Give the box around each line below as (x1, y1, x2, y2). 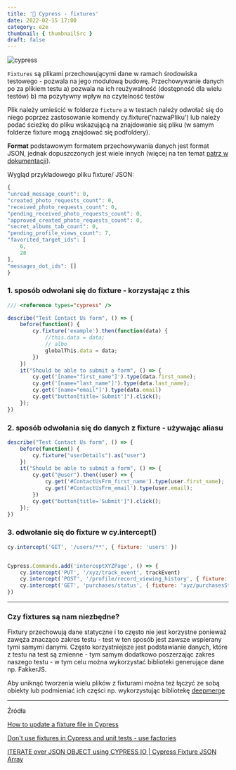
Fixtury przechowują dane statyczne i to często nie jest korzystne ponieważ (7, 628, 227, 636)
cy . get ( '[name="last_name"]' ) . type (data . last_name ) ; (32, 380, 190, 387)
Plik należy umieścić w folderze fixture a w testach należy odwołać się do (7, 106, 223, 114)
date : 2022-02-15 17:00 (7, 17, 77, 24)
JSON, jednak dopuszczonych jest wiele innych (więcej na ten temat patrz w (7, 149, 229, 158)
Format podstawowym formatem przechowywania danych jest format (7, 142, 209, 150)
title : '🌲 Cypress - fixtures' (7, 10, 99, 18)
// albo (44, 341, 68, 348)
